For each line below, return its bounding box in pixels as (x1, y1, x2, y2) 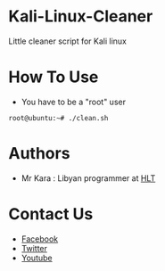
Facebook (21, 234, 59, 244)
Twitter (21, 242, 48, 253)
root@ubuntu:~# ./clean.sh (8, 113, 109, 122)
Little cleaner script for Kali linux (8, 36, 127, 46)
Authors (8, 144, 70, 164)
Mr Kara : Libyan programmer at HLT (21, 172, 156, 184)
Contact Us (8, 204, 94, 224)
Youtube (21, 252, 53, 263)
